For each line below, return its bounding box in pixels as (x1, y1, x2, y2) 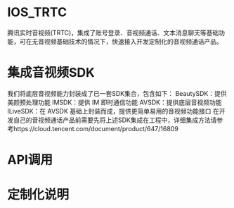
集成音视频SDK (7, 65, 95, 81)
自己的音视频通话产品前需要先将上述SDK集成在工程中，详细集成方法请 (13, 116, 217, 124)
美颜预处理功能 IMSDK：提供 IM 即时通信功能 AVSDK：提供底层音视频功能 (7, 98, 222, 106)
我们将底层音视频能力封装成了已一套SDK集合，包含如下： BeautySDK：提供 (7, 89, 227, 97)
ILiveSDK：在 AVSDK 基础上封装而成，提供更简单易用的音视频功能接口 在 (7, 106, 219, 115)
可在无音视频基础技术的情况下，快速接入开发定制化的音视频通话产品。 (19, 37, 223, 46)
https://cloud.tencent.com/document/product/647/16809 (13, 124, 179, 133)
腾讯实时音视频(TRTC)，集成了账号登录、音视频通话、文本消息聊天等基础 (7, 28, 219, 37)
